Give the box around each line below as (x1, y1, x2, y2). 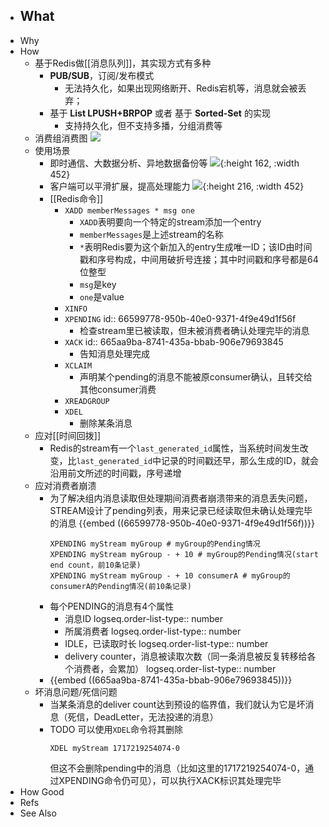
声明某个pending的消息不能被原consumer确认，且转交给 (79, 370, 313, 383)
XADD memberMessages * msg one (64, 205, 195, 216)
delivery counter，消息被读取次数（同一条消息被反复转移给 (64, 650, 308, 662)
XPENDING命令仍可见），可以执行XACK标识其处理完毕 (58, 774, 282, 786)
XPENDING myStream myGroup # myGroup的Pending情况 (49, 539, 261, 549)
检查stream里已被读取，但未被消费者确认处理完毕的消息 (79, 324, 310, 336)
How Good (19, 785, 65, 798)
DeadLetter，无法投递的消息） (93, 710, 219, 723)
